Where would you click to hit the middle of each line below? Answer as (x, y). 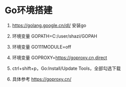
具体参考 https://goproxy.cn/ (42, 79)
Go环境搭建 (29, 10)
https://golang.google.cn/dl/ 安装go (49, 25)
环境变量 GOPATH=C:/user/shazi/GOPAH (54, 36)
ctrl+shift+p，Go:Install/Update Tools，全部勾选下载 (66, 68)
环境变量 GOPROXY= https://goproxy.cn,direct (59, 57)
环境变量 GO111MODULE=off (41, 47)
